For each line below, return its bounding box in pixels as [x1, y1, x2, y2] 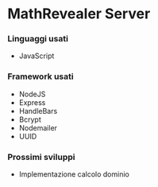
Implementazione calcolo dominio [18, 169, 130, 179]
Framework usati [7, 71, 74, 82]
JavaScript [18, 51, 55, 60]
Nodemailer [18, 123, 57, 132]
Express [18, 97, 46, 107]
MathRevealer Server [7, 5, 151, 23]
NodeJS [18, 89, 46, 99]
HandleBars [18, 106, 58, 115]
